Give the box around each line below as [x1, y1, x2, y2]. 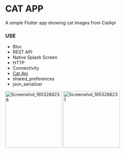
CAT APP [5, 3, 44, 15]
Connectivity [12, 65, 39, 71]
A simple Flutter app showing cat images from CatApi [5, 20, 116, 26]
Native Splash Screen [12, 54, 57, 60]
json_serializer [12, 81, 43, 87]
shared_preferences [12, 76, 54, 82]
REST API [12, 49, 33, 55]
